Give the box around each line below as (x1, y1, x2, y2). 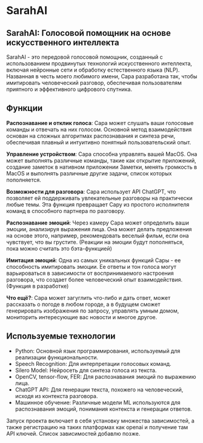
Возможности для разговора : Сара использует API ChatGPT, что (6, 188, 176, 195)
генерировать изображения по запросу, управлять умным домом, (6, 307, 179, 314)
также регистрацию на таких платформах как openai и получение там (6, 423, 188, 431)
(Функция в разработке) (6, 282, 69, 289)
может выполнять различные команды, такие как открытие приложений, (6, 157, 197, 164)
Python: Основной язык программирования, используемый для (15, 347, 181, 354)
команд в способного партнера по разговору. (6, 207, 125, 214)
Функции (6, 103, 43, 113)
